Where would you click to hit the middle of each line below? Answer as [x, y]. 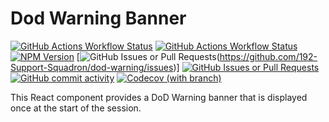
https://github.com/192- [268, 56]
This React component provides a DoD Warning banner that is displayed [159, 97]
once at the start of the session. [76, 108]
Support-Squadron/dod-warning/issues [92, 67]
